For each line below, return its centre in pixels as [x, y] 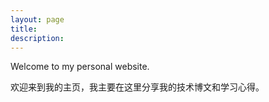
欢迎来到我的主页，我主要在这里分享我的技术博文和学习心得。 [137, 87]
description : [37, 38]
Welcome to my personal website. [80, 67]
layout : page [37, 19]
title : [24, 29]
